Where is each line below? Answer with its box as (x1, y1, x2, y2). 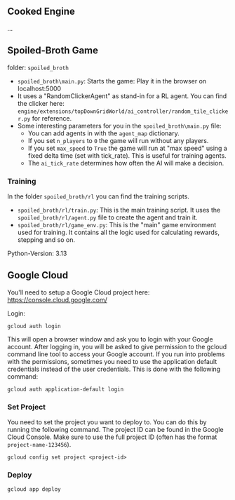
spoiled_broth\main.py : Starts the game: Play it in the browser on (17, 76, 207, 85)
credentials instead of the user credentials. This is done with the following (7, 365, 221, 373)
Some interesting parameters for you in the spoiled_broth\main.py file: (17, 121, 222, 130)
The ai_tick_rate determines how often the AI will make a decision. (27, 158, 224, 167)
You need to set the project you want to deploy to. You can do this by (7, 418, 207, 426)
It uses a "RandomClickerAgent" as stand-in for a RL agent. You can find (17, 91, 227, 100)
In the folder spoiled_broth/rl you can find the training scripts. (7, 192, 189, 201)
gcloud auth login (7, 323, 61, 330)
